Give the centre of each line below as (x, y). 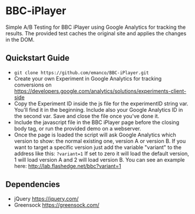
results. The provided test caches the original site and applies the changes (96, 33)
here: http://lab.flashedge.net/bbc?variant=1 (67, 166)
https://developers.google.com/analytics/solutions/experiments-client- (100, 91)
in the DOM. (20, 39)
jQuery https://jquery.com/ (46, 199)
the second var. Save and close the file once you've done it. (87, 116)
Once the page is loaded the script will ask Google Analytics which (95, 135)
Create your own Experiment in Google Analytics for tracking (88, 78)
